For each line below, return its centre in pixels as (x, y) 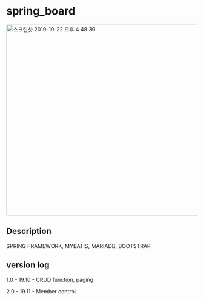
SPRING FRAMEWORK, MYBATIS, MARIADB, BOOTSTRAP (78, 246)
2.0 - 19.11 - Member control (41, 291)
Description (29, 231)
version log (28, 265)
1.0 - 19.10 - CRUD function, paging (50, 279)
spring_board (41, 11)
